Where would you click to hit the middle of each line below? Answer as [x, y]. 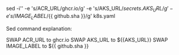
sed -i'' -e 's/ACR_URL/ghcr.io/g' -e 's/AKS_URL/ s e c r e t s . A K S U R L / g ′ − [90, 9]
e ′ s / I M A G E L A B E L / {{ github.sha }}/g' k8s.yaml [61, 16]
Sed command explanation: [39, 28]
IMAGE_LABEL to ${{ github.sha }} [48, 46]
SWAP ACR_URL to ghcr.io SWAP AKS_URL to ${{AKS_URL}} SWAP [87, 39]
